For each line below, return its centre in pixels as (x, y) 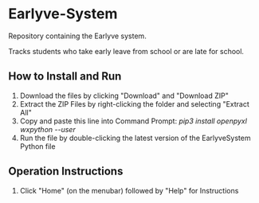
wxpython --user (47, 129)
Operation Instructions (66, 172)
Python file (37, 146)
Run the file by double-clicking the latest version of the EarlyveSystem (135, 138)
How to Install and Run (65, 76)
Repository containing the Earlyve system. (78, 36)
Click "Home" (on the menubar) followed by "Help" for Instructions (129, 190)
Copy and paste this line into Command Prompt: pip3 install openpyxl (133, 121)
